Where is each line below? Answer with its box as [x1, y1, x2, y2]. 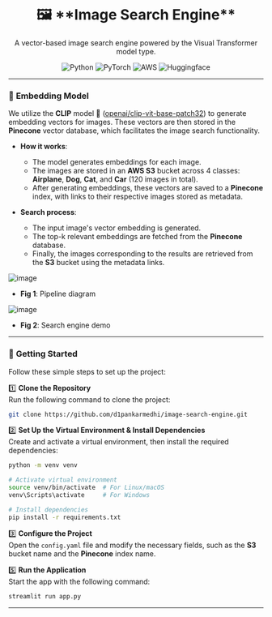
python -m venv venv [8, 461, 79, 469]
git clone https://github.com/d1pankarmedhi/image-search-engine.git [8, 410, 249, 418]
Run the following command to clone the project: [8, 394, 171, 405]
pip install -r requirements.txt [8, 513, 121, 521]
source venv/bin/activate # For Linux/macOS [8, 483, 164, 492]
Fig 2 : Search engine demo [19, 320, 111, 330]
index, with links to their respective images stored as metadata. [32, 191, 244, 202]
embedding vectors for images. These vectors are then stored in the [8, 118, 236, 127]
